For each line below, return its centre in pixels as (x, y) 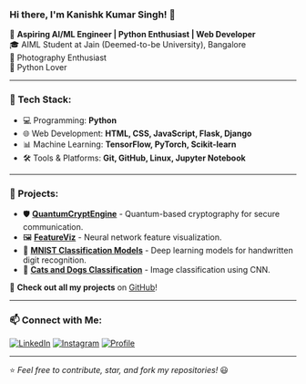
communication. (53, 226)
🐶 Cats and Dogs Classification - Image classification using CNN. (146, 269)
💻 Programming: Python (69, 120)
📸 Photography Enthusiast (58, 57)
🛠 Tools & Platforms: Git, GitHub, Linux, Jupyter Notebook (134, 158)
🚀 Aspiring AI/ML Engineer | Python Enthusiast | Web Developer (133, 35)
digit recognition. (54, 260)
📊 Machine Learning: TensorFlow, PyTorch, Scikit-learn (129, 144)
